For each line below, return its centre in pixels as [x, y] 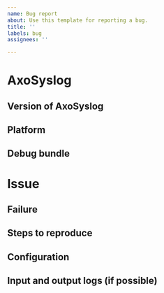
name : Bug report [32, 14]
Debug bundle [39, 153]
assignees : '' [28, 40]
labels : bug [24, 33]
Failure [23, 209]
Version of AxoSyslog [55, 106]
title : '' [22, 27]
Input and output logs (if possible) [82, 281]
